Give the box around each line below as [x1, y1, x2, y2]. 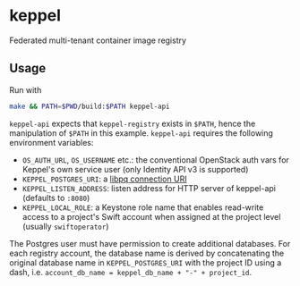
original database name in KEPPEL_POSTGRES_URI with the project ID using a [9, 257, 282, 268]
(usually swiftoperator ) [21, 221, 109, 231]
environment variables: [9, 137, 94, 147]
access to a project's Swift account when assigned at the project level [21, 211, 281, 222]
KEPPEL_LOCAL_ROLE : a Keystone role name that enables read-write [21, 202, 264, 213]
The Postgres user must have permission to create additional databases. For [9, 238, 291, 248]
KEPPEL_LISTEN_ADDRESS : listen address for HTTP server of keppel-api [21, 182, 276, 193]
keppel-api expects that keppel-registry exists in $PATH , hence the [9, 118, 256, 129]
